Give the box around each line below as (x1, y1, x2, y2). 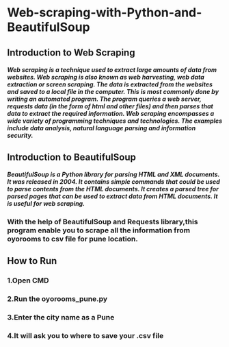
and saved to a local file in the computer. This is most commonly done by (7, 88, 219, 96)
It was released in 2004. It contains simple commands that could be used (7, 178, 220, 186)
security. (7, 132, 33, 140)
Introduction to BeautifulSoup (7, 151, 137, 163)
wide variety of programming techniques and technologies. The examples (7, 117, 223, 125)
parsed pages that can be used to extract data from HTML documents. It (7, 192, 218, 200)
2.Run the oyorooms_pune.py (7, 294, 108, 303)
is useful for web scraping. (7, 200, 85, 208)
